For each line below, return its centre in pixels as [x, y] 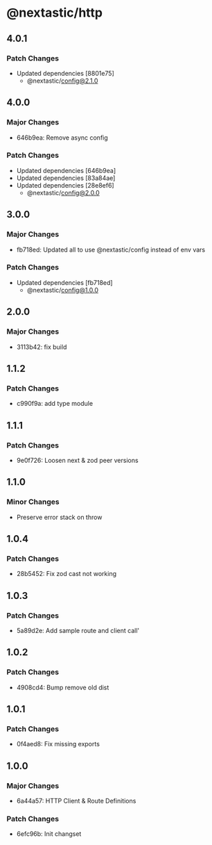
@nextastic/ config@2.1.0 [62, 81]
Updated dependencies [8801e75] [65, 73]
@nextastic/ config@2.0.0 [63, 192]
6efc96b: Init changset [49, 834]
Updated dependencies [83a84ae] [66, 178]
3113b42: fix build [42, 347]
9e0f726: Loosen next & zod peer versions [78, 460]
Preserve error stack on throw [59, 517]
